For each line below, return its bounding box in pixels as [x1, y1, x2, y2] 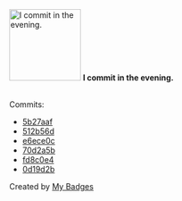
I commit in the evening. [82, 72, 174, 83]
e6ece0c [21, 136, 55, 146]
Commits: [9, 99, 45, 110]
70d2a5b [21, 145, 56, 155]
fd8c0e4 [21, 155, 54, 164]
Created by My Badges [9, 181, 94, 191]
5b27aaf [21, 116, 54, 127]
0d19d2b [21, 164, 55, 174]
